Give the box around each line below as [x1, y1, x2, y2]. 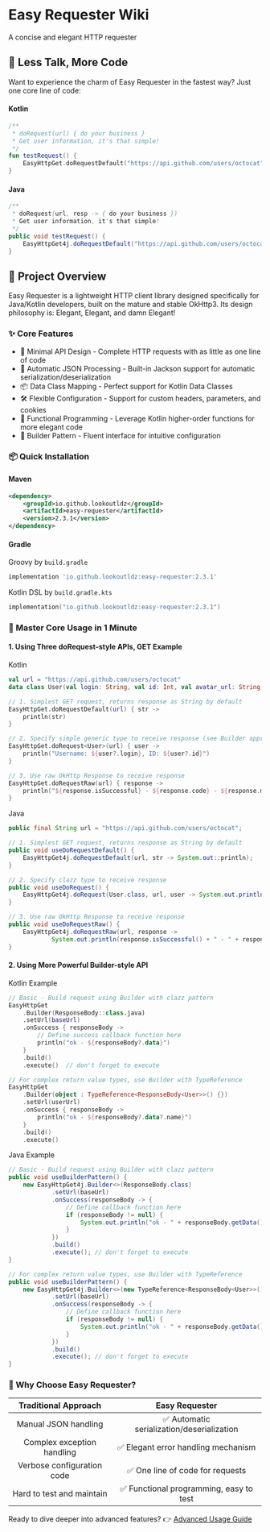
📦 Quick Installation [8, 451, 90, 463]
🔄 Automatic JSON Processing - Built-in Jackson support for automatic [19, 363, 256, 373]
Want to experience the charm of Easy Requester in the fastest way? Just [8, 77, 252, 86]
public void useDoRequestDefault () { [8, 846, 135, 855]
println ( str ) [22, 712, 67, 720]
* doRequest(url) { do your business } [11, 129, 146, 138]
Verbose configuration [17, 1460, 103, 1472]
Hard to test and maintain [12, 1488, 108, 1500]
